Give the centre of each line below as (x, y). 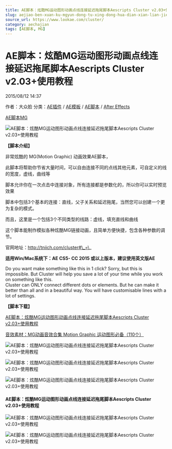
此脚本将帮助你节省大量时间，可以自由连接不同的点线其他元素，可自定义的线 (86, 167)
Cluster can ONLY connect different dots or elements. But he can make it (82, 285)
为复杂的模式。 (21, 208)
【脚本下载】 (19, 306)
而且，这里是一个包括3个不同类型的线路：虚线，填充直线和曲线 (72, 219)
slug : (11, 15)
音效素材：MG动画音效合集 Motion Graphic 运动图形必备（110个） (75, 335)
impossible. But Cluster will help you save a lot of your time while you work (84, 274)
